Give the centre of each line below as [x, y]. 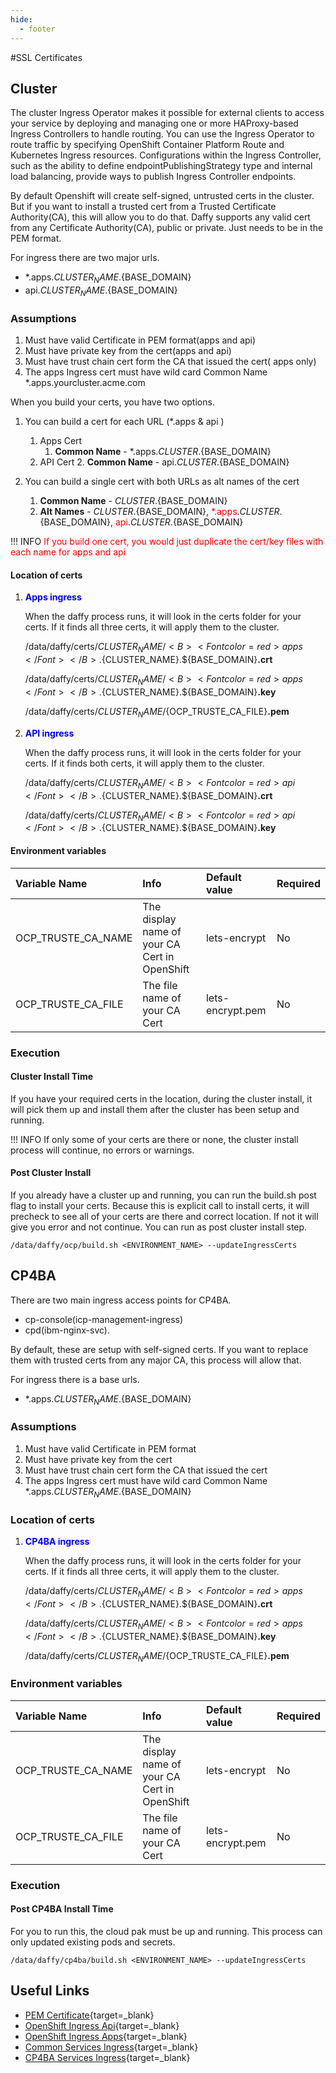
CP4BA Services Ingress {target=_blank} [107, 2057]
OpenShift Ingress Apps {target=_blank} [106, 2036]
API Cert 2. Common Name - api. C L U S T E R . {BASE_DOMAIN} [164, 462]
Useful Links [50, 1991]
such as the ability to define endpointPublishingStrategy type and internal [161, 166]
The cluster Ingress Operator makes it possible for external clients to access [167, 113]
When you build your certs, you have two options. [112, 402]
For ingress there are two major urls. [85, 258]
